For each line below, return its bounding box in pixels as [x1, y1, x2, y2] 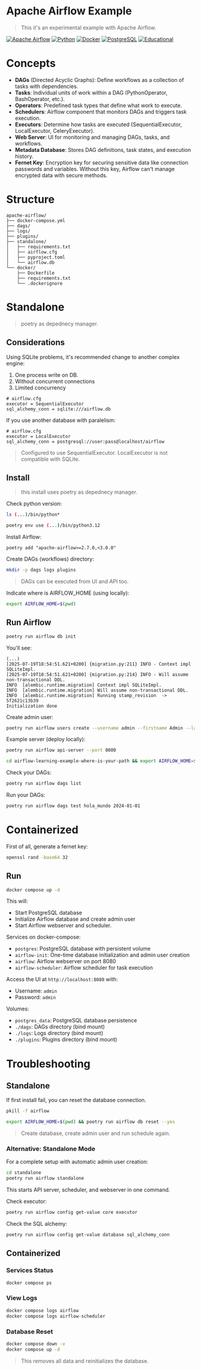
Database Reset [6, 1327, 53, 1335]
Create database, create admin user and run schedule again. [20, 1130, 170, 1137]
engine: [6, 360, 25, 367]
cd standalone [6, 1170, 42, 1176]
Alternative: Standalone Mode [6, 1144, 96, 1153]
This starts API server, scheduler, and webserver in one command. [6, 1186, 170, 1194]
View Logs [6, 1294, 38, 1302]
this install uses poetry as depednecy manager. [20, 489, 138, 496]
